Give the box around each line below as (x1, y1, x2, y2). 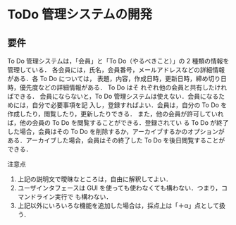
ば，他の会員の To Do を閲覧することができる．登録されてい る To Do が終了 (7, 118, 229, 127)
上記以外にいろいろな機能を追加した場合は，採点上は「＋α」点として (17, 202, 220, 209)
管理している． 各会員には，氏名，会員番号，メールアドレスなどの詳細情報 (7, 66, 225, 74)
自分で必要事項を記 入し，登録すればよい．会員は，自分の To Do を (31, 101, 228, 109)
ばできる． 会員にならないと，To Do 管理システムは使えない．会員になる (7, 92, 219, 100)
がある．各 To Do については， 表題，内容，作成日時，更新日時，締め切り (7, 75, 221, 83)
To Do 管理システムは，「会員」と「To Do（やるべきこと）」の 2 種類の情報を (7, 57, 230, 65)
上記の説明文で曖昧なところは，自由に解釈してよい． (17, 175, 173, 183)
